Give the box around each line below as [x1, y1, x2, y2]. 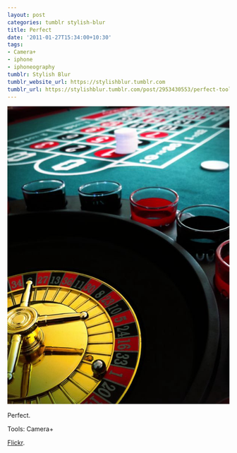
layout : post [7, 11, 46, 18]
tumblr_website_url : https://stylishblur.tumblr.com [7, 78, 166, 85]
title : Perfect [7, 26, 52, 33]
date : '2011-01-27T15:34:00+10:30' [7, 34, 112, 41]
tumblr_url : [7, 85, 42, 93]
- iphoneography [7, 64, 55, 71]
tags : [7, 41, 23, 49]
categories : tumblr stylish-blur [7, 18, 106, 26]
